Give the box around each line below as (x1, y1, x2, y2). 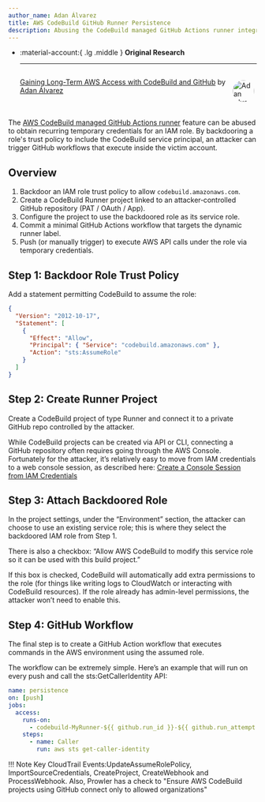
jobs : (8, 701, 26, 709)
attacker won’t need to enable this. (8, 595, 121, 605)
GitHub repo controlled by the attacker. (8, 422, 135, 431)
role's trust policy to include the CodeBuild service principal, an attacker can (8, 135, 256, 144)
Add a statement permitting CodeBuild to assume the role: (8, 290, 197, 298)
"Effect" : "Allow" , (28, 334, 93, 342)
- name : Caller (28, 738, 80, 746)
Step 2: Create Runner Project (8, 392, 158, 407)
